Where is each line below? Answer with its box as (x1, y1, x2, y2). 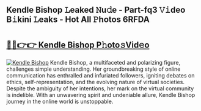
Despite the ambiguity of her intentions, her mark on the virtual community (6, 85, 194, 92)
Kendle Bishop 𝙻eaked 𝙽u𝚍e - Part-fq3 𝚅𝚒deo (6, 5, 186, 15)
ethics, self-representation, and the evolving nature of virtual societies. (6, 79, 185, 85)
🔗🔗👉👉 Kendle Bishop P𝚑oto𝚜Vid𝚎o (6, 40, 150, 50)
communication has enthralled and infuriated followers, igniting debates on (6, 72, 195, 79)
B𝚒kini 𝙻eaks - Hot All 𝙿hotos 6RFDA (6, 15, 150, 25)
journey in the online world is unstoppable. (6, 98, 114, 105)
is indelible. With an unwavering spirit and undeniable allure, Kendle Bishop (6, 91, 196, 98)
